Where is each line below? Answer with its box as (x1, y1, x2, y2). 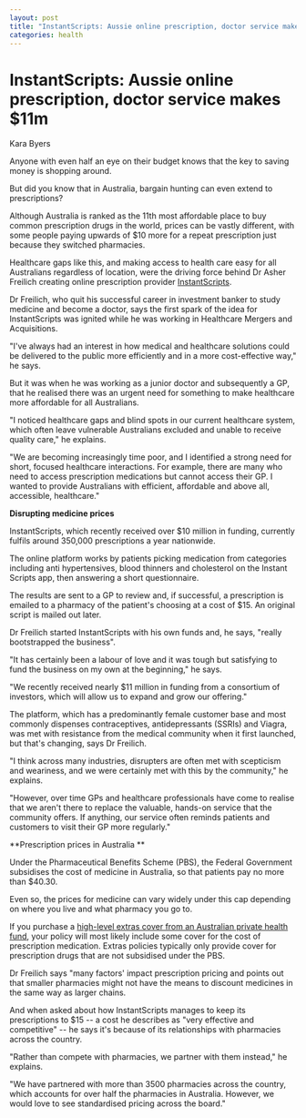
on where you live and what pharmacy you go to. (9, 903, 193, 915)
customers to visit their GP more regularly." (9, 821, 171, 833)
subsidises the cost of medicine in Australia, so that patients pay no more (9, 867, 285, 878)
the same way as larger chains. (9, 987, 127, 998)
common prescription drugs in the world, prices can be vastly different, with (9, 220, 295, 231)
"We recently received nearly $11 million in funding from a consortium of (9, 682, 280, 693)
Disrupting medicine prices (9, 508, 115, 519)
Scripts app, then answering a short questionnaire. (9, 573, 199, 584)
